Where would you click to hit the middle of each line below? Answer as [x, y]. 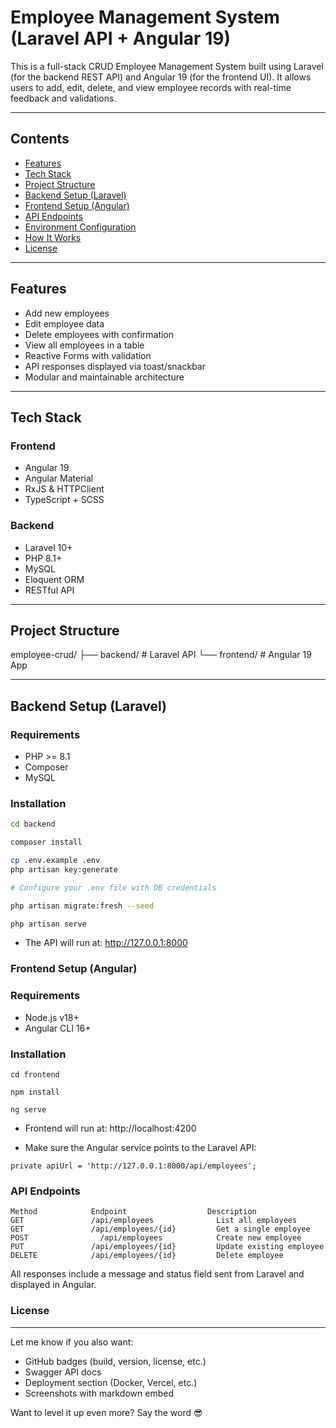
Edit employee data [64, 323]
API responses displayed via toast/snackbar [115, 366]
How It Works [53, 237]
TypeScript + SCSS [64, 500]
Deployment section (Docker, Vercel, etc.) [111, 1382]
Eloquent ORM [54, 579]
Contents [40, 139]
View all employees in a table [84, 345]
